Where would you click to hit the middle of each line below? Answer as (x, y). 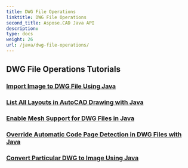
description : (22, 28)
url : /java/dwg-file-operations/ (48, 45)
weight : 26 (20, 39)
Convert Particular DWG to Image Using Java (73, 158)
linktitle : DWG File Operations (46, 17)
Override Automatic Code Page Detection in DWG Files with (94, 134)
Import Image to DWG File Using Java (61, 86)
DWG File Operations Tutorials (64, 69)
